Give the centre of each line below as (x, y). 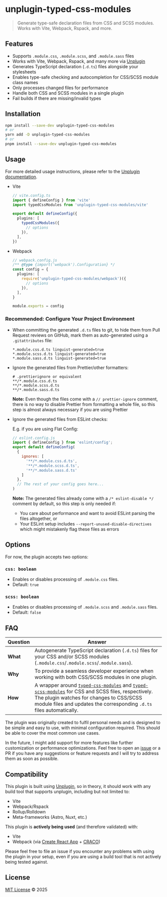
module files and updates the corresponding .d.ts (93, 704)
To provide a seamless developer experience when (94, 671)
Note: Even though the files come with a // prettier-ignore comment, (85, 399)
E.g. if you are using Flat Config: (45, 429)
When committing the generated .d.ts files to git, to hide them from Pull (86, 330)
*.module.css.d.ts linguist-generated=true (58, 350)
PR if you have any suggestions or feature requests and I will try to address (82, 754)
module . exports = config (38, 306)
